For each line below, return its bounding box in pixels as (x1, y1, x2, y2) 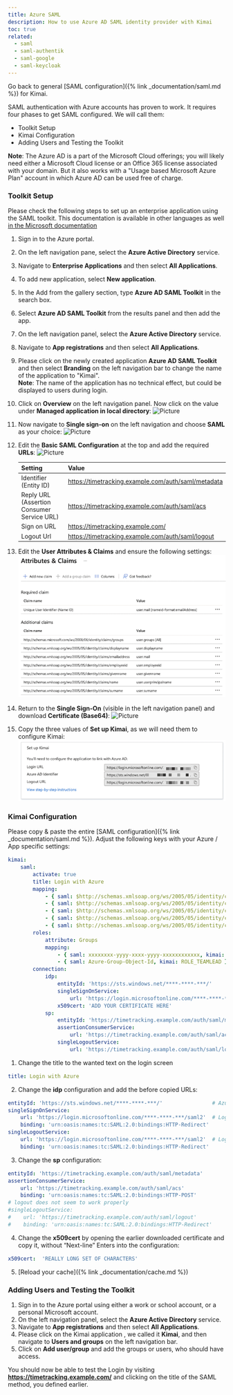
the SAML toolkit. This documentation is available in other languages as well (8, 214, 225, 223)
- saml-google (14, 55, 55, 62)
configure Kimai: (17, 732, 65, 741)
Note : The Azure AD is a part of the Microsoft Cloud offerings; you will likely (8, 151, 224, 160)
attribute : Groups (44, 936, 98, 943)
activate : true (32, 871, 77, 878)
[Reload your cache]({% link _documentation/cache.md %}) (17, 1268, 189, 1276)
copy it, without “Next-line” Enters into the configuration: (17, 1241, 180, 1249)
